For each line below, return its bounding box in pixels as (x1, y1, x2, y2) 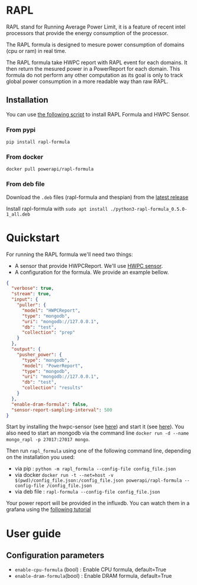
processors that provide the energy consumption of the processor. (6, 29, 169, 36)
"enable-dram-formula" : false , (11, 401, 89, 407)
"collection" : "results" (21, 385, 83, 391)
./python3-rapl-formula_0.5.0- (110, 206, 188, 212)
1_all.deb (6, 211, 31, 217)
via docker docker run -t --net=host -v (14, 472, 114, 479)
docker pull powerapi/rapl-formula (6, 166, 94, 172)
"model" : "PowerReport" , (21, 363, 83, 369)
